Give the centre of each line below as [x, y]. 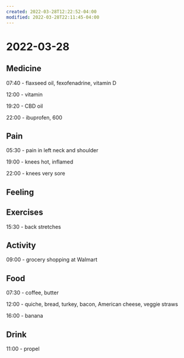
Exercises [25, 213]
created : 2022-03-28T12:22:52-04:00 [51, 12]
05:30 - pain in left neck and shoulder [52, 150]
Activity [21, 245]
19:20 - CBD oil [25, 106]
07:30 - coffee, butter [33, 293]
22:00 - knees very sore [36, 174]
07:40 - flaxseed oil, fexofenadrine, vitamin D [61, 83]
